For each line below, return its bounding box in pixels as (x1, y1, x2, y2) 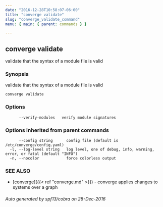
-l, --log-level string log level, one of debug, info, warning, (10, 147, 155, 152)
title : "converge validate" (5, 12, 65, 17)
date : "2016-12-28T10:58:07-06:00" (5, 7, 80, 13)
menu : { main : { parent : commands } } (5, 21, 87, 27)
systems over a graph (12, 184, 58, 190)
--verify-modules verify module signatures (18, 115, 116, 120)
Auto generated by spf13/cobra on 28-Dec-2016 (5, 195, 106, 202)
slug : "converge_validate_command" (5, 17, 80, 22)
